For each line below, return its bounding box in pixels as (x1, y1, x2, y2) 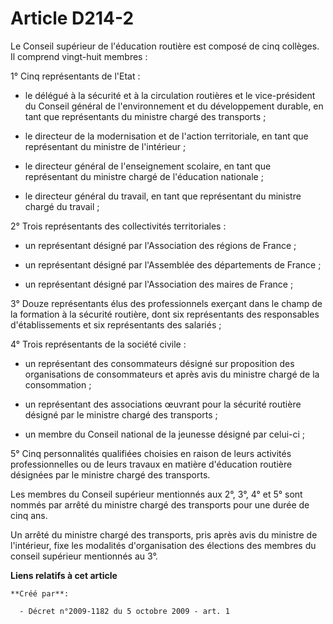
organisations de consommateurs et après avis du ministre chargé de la (24, 368, 320, 380)
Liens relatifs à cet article (10, 569, 118, 581)
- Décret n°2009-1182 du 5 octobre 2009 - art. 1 (19, 606, 230, 616)
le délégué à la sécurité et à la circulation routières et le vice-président (24, 89, 316, 101)
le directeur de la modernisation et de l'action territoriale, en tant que (24, 130, 309, 142)
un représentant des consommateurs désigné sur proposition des (24, 357, 295, 369)
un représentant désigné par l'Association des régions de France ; (24, 239, 297, 251)
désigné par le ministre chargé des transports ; (24, 408, 218, 421)
